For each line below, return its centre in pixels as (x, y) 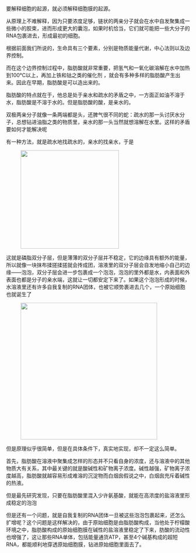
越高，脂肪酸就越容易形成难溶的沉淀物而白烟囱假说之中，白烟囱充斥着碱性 (100, 475)
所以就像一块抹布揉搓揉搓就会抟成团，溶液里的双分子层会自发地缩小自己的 (95, 265)
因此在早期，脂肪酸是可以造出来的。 (60, 83)
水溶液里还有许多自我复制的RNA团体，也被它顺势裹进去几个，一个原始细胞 (96, 287)
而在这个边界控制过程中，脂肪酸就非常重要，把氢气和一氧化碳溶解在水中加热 (98, 68)
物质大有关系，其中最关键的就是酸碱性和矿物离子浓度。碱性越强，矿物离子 (95, 468)
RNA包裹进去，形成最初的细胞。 (45, 36)
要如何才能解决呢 (27, 129)
